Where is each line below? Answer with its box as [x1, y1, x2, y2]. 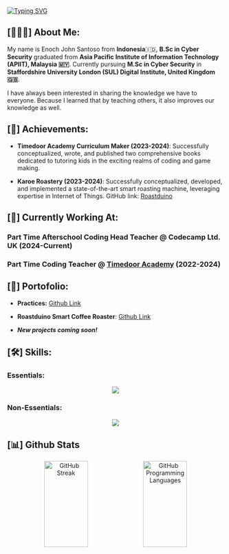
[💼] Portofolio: [7, 280, 69, 292]
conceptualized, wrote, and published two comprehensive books [17, 149, 201, 157]
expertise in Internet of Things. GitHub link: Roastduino [17, 192, 173, 200]
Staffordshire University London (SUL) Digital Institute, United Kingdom [7, 68, 215, 76]
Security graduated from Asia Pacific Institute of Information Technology [7, 52, 219, 61]
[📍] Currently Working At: [7, 212, 119, 223]
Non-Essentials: [7, 403, 63, 413]
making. [17, 163, 40, 172]
